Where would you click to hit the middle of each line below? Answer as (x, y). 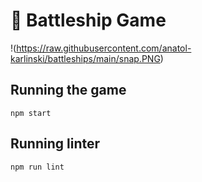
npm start (31, 113)
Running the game (68, 90)
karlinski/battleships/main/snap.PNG (85, 58)
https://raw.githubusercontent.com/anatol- (104, 48)
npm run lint (37, 167)
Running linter (55, 144)
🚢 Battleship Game (88, 20)
